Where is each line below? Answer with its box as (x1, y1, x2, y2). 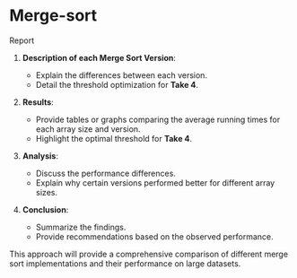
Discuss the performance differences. (35, 168, 177, 178)
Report (9, 35, 35, 46)
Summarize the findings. (35, 222, 127, 232)
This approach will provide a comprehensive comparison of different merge (9, 248, 289, 259)
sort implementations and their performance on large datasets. (9, 257, 241, 269)
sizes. (35, 187, 58, 197)
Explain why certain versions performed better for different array (35, 177, 275, 188)
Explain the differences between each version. (35, 69, 208, 81)
